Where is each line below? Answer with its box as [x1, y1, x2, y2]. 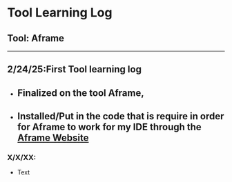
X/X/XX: [7, 153, 37, 163]
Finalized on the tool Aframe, [17, 87, 144, 99]
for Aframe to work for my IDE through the [17, 121, 202, 133]
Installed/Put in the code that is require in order [17, 110, 224, 122]
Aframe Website [17, 132, 89, 144]
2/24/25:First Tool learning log [7, 63, 142, 75]
